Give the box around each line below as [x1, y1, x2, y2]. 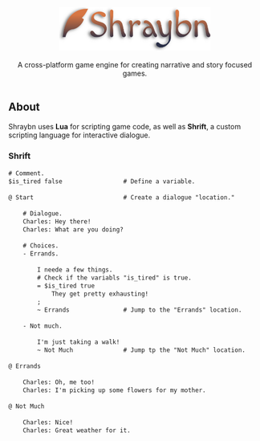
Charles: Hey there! [22, 218, 91, 226]
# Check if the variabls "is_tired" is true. [37, 274, 193, 282]
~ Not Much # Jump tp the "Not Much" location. [37, 346, 246, 354]
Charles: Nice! [22, 419, 74, 427]
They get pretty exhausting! [51, 290, 149, 298]
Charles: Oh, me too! [22, 378, 95, 386]
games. [122, 68, 148, 78]
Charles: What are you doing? [22, 226, 124, 234]
